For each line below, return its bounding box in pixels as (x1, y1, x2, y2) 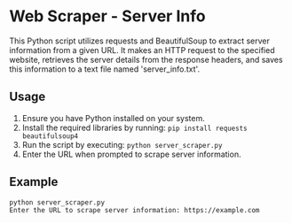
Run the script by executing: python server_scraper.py (21, 139, 223, 150)
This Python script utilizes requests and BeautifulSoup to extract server (9, 35, 271, 46)
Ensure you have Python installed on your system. (21, 112, 206, 123)
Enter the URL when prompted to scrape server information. (21, 149, 241, 159)
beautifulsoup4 (21, 131, 79, 141)
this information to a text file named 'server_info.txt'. (9, 64, 201, 74)
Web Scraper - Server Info (9, 6, 206, 27)
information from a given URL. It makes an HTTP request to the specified (9, 44, 275, 55)
